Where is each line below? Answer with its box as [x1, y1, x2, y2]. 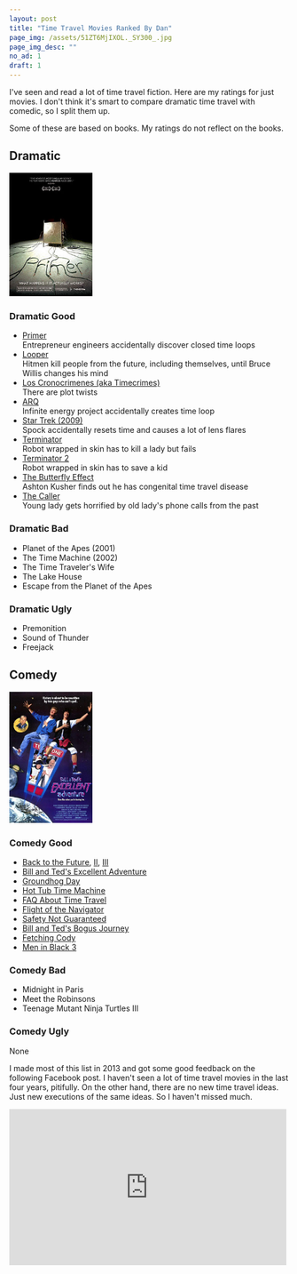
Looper [21, 349, 49, 360]
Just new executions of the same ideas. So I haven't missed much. [9, 1091, 253, 1102]
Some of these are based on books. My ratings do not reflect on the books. [9, 123, 284, 133]
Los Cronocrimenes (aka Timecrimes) [21, 378, 160, 389]
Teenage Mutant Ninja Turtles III [21, 1003, 139, 1014]
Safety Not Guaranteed [21, 914, 107, 925]
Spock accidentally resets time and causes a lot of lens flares [21, 425, 246, 436]
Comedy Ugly [9, 1025, 69, 1038]
